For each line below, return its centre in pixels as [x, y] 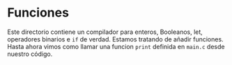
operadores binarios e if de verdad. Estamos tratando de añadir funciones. [116, 39]
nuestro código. [30, 54]
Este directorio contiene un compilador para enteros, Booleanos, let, [105, 32]
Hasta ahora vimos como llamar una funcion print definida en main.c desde [116, 46]
